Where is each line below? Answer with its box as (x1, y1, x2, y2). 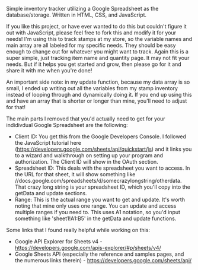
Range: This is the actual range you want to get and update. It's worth (14, 196, 186, 203)
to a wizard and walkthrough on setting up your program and (14, 152, 164, 159)
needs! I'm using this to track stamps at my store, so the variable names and (6, 36, 193, 42)
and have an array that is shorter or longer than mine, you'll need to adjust (6, 97, 187, 104)
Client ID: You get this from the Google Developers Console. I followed (14, 133, 187, 140)
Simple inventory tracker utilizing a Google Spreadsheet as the (6, 5, 159, 12)
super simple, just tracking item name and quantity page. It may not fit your (6, 55, 190, 61)
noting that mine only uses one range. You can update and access (14, 202, 177, 209)
